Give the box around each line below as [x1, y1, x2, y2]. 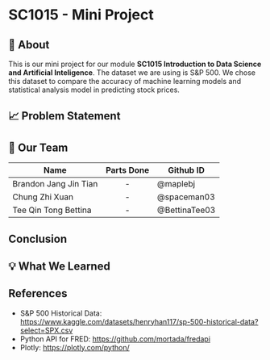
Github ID [168, 165, 206, 176]
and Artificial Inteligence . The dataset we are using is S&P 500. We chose [8, 68, 256, 77]
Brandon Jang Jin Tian [12, 178, 98, 190]
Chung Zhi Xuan [12, 191, 74, 203]
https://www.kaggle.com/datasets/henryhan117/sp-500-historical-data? [19, 316, 259, 326]
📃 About [8, 38, 50, 52]
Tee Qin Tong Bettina [12, 204, 92, 216]
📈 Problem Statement [8, 109, 121, 123]
